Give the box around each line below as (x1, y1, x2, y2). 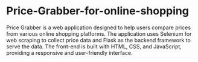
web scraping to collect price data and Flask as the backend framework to (6, 36, 191, 44)
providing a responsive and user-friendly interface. (6, 49, 133, 56)
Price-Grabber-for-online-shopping (6, 4, 189, 18)
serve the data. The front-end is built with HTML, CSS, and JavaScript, (6, 43, 182, 50)
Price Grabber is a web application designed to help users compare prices (6, 24, 191, 31)
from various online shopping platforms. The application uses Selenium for (6, 30, 192, 37)
